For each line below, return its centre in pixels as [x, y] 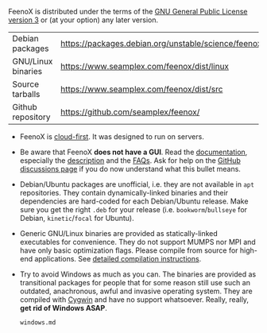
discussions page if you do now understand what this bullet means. [130, 169]
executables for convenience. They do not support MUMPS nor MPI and [137, 242]
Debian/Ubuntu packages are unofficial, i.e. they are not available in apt [137, 184]
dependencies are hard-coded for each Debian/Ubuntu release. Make [134, 201]
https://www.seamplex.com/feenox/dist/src [142, 89]
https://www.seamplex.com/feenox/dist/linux [145, 66]
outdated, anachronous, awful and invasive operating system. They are [136, 291]
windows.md [38, 323]
